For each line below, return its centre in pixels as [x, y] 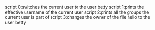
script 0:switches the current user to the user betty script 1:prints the [75, 7]
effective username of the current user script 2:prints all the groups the [77, 12]
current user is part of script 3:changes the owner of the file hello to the [78, 17]
